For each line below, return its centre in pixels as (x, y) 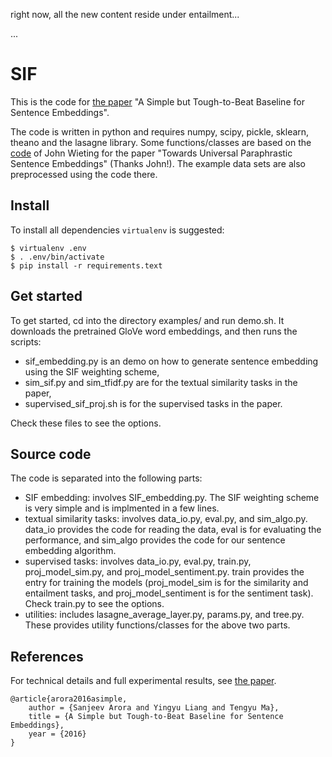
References (47, 656)
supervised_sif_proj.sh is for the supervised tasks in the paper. (153, 403)
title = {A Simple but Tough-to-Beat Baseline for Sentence (156, 717)
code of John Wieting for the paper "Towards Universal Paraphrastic (151, 153)
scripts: (26, 341)
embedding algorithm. (70, 551)
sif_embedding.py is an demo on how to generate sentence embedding (171, 361)
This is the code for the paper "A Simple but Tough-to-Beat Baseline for (157, 101)
